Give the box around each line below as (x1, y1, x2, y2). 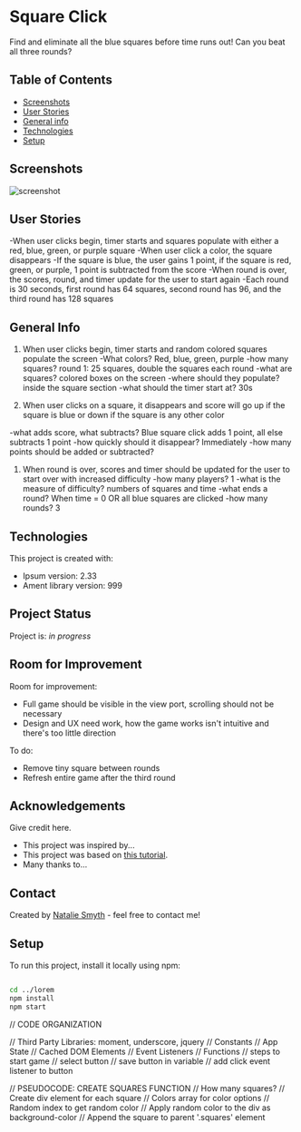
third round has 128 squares (9, 293, 114, 305)
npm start (9, 1002, 47, 1011)
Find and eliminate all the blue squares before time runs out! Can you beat (9, 36, 286, 47)
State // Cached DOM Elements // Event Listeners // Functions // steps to (9, 1046, 281, 1057)
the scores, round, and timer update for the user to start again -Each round (9, 274, 289, 285)
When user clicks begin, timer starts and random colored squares (22, 344, 267, 355)
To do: (9, 745, 34, 756)
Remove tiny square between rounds (22, 762, 160, 773)
